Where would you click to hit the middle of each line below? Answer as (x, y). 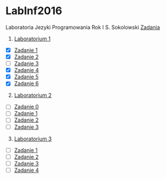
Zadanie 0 (26, 107)
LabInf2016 (34, 11)
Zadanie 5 (26, 77)
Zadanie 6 (26, 83)
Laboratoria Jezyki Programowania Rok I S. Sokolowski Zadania (83, 27)
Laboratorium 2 (33, 95)
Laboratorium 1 (32, 38)
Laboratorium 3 (33, 139)
